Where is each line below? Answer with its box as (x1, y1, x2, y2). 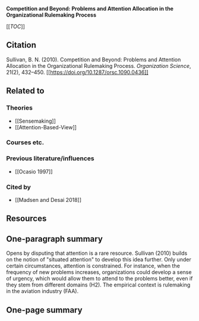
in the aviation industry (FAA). (6, 288, 79, 295)
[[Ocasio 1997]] (14, 168, 53, 175)
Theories (6, 104, 33, 112)
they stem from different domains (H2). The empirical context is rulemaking (6, 281, 191, 288)
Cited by (6, 183, 31, 191)
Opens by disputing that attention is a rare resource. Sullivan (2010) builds (6, 250, 188, 257)
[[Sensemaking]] (14, 117, 56, 124)
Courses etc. (6, 138, 45, 147)
